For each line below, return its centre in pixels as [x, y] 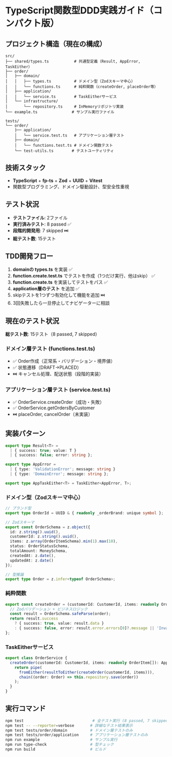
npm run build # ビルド [56, 749]
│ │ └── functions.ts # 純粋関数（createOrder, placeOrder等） [82, 87]
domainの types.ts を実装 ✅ [43, 269]
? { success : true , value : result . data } [59, 624]
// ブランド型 [18, 508]
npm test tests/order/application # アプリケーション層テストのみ [77, 735]
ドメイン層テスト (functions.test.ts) [50, 349]
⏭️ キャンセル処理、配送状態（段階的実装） [58, 374]
